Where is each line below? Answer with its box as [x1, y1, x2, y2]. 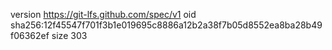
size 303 [51, 30, 88, 41]
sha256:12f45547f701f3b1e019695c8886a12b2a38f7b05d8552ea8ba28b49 [10, 19, 323, 31]
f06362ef [10, 30, 50, 41]
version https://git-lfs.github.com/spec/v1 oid [10, 9, 197, 20]
